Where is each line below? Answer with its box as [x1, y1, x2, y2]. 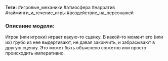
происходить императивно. [5, 50, 65, 56]
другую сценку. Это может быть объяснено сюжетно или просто [5, 45, 147, 51]
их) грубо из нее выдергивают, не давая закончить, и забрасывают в [5, 39, 155, 45]
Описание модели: [5, 22, 55, 29]
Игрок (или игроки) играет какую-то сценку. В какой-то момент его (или [5, 34, 163, 40]
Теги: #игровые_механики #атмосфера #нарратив [5, 5, 115, 10]
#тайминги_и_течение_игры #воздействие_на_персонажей [5, 10, 134, 16]
